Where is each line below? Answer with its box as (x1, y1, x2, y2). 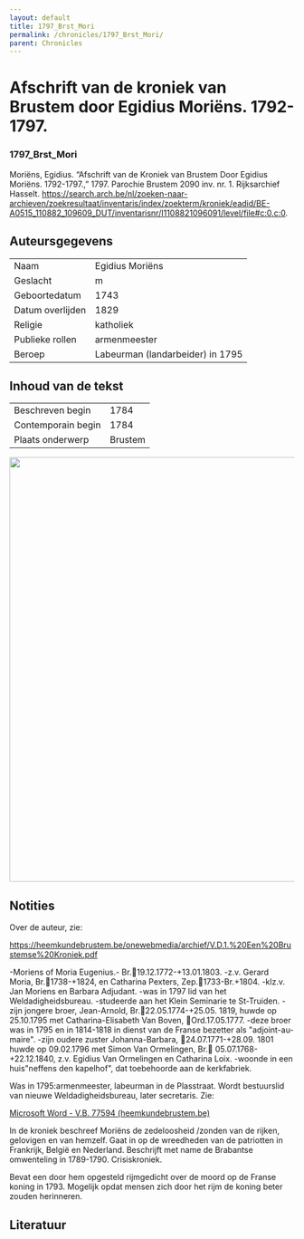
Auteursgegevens (9, 234, 113, 249)
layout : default (9, 13, 71, 23)
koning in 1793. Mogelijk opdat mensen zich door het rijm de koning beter (9, 1181, 283, 1192)
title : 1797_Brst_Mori (9, 22, 95, 31)
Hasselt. (9, 187, 41, 199)
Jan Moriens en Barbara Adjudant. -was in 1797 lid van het (9, 986, 227, 997)
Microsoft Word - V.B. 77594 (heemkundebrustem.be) (9, 1108, 211, 1119)
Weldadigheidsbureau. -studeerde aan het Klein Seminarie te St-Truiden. (9, 995, 280, 1006)
